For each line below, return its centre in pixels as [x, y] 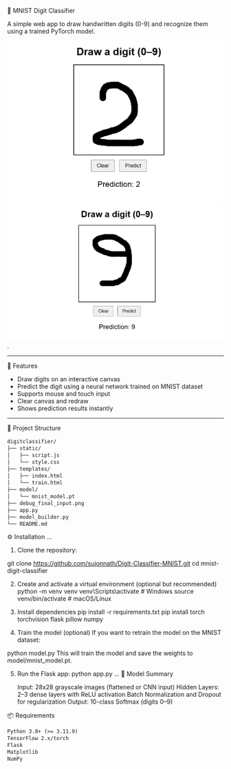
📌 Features [22, 366]
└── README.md [27, 524]
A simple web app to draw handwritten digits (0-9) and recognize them [108, 24]
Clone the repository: [47, 550]
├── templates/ [29, 469]
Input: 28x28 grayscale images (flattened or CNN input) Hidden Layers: [118, 687]
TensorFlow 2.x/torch [38, 739]
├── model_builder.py [38, 517]
